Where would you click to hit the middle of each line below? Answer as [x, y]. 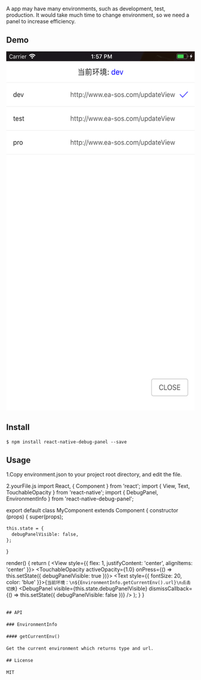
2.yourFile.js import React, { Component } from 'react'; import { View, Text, [98, 486]
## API [14, 613]
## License [20, 661]
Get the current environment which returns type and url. [80, 649]
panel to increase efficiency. [41, 21]
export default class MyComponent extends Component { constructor [92, 511]
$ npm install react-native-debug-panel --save [67, 442]
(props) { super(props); [35, 517]
